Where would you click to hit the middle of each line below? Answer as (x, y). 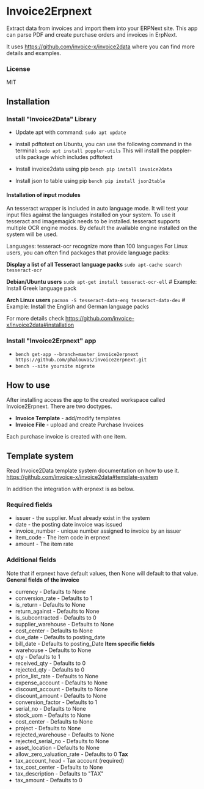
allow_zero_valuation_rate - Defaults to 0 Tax (71, 754)
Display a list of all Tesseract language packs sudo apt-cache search (94, 265)
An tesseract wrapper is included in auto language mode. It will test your (97, 209)
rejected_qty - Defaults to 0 (50, 669)
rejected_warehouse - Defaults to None (65, 735)
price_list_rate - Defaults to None (57, 676)
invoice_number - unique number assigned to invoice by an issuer (98, 531)
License (18, 69)
